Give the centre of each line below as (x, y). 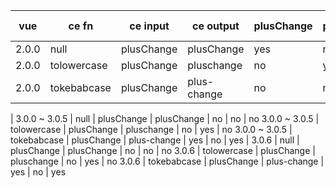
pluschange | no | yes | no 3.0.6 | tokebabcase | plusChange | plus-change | (167, 161)
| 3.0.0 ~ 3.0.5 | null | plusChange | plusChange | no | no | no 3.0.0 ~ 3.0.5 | (165, 118)
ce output (216, 26)
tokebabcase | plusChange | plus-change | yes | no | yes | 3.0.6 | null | (155, 140)
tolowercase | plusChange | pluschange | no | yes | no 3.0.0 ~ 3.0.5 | (151, 129)
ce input (149, 26)
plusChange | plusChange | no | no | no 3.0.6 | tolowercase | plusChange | (163, 150)
